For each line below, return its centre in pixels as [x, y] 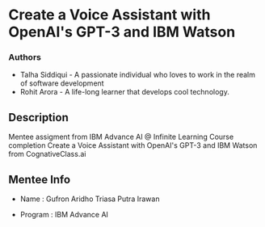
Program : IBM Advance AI [64, 215]
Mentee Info [40, 179]
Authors [25, 57]
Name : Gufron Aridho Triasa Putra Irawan [90, 199]
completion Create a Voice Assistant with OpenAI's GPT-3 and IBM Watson [133, 145]
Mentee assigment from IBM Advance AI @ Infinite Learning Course [121, 137]
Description [38, 118]
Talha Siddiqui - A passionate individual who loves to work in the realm [138, 75]
